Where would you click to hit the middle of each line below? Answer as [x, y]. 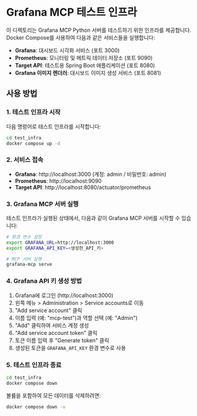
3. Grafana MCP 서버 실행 [43, 203]
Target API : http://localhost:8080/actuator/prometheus [83, 187]
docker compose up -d [33, 143]
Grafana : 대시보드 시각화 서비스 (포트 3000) [67, 50]
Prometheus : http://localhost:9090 [58, 181]
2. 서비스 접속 [25, 160]
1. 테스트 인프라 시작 [34, 112]
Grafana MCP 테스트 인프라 [72, 12]
